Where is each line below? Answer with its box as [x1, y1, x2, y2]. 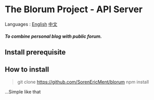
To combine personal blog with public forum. [5, 33, 102, 39]
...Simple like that [5, 88, 41, 95]
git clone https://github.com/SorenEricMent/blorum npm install [17, 79, 149, 85]
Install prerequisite [5, 47, 66, 57]
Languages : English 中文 [5, 21, 58, 27]
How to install [5, 65, 49, 74]
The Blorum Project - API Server [5, 4, 143, 15]
